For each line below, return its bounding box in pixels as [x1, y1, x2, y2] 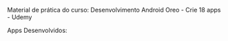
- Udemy [7, 13, 32, 21]
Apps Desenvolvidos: [7, 27, 68, 34]
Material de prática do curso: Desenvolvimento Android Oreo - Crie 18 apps [7, 6, 221, 14]
